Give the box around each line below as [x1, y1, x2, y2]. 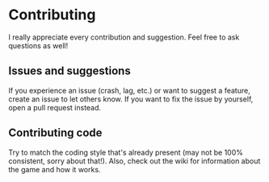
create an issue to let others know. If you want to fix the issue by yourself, [8, 94, 254, 104]
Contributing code [8, 126, 103, 140]
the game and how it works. [8, 164, 101, 174]
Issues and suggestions [8, 64, 131, 78]
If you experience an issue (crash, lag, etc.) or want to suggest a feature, [8, 85, 250, 95]
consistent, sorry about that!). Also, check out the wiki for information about [8, 155, 261, 166]
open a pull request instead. [8, 102, 102, 112]
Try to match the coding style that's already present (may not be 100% [8, 147, 244, 157]
